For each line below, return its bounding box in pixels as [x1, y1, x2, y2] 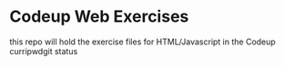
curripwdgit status [9, 45, 78, 56]
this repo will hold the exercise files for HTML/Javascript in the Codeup [9, 36, 276, 47]
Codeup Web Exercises [9, 6, 189, 27]
